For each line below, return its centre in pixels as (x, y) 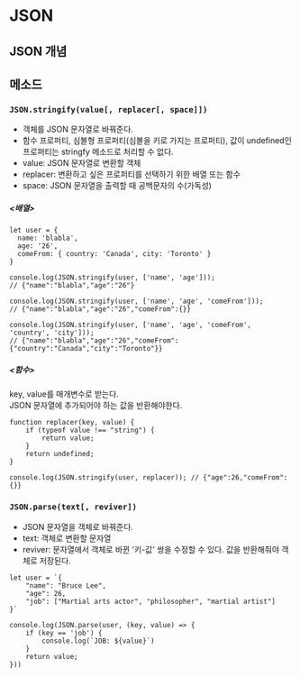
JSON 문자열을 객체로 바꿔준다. (77, 526)
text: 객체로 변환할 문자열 (67, 538)
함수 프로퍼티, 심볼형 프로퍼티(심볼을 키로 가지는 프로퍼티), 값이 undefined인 (157, 141)
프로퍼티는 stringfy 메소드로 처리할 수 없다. (98, 152)
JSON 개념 (38, 51)
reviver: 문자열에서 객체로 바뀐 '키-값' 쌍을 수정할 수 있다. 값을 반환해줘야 (151, 549)
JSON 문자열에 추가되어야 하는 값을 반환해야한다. (96, 406)
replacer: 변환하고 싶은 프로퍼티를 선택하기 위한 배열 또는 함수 (132, 174)
